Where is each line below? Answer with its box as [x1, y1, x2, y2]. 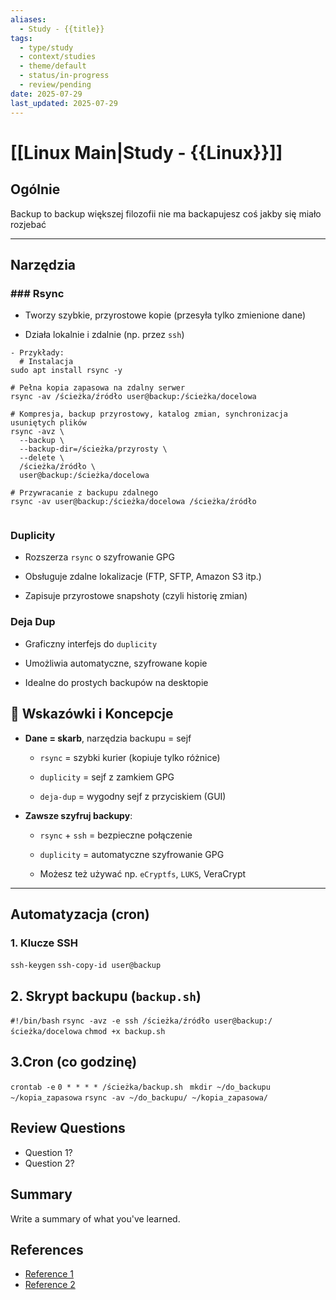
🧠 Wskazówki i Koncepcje [10, 706, 174, 723]
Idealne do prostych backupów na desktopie [24, 676, 209, 688]
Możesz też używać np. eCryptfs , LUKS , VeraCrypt [39, 867, 247, 880]
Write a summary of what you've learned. [10, 1212, 181, 1225]
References [10, 1241, 84, 1258]
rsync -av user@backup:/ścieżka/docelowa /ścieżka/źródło [10, 497, 257, 507]
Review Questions [10, 1120, 126, 1137]
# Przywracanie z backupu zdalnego [10, 488, 159, 498]
